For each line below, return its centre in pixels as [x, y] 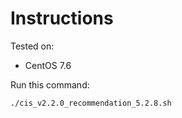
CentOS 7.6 [48, 65]
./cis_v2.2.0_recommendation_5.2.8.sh [91, 103]
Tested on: [32, 46]
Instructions [62, 18]
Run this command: [50, 84]
